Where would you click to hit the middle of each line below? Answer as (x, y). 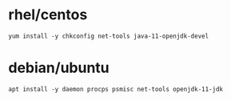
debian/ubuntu (59, 68)
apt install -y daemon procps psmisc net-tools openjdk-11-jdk (116, 89)
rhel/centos (48, 15)
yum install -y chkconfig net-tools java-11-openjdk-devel (109, 36)
